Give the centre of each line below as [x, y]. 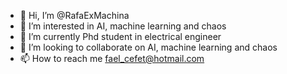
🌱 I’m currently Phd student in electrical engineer [120, 36]
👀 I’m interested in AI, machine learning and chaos [123, 26]
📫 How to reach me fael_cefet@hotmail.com [112, 58]
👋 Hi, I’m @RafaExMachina [74, 15]
